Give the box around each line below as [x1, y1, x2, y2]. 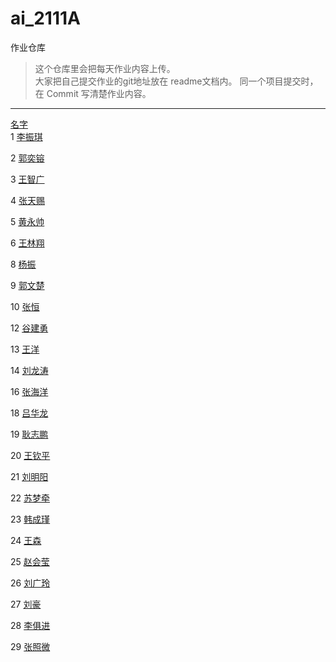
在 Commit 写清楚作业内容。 [34, 87, 152, 99]
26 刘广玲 [10, 577, 51, 589]
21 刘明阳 [10, 470, 49, 482]
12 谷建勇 [10, 322, 49, 334]
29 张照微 [10, 640, 51, 652]
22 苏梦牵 [10, 492, 51, 504]
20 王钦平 [10, 449, 51, 461]
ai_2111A [10, 7, 81, 30]
